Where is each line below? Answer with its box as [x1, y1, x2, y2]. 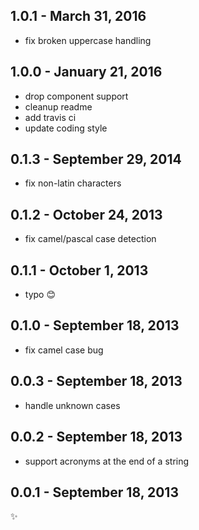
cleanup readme [24, 100, 93, 113]
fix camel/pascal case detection [24, 233, 157, 245]
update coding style [24, 122, 108, 134]
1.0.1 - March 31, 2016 [10, 8, 147, 25]
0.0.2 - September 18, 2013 [10, 429, 183, 446]
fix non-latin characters [24, 177, 122, 189]
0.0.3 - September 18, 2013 [10, 373, 183, 390]
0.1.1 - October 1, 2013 [10, 262, 149, 279]
